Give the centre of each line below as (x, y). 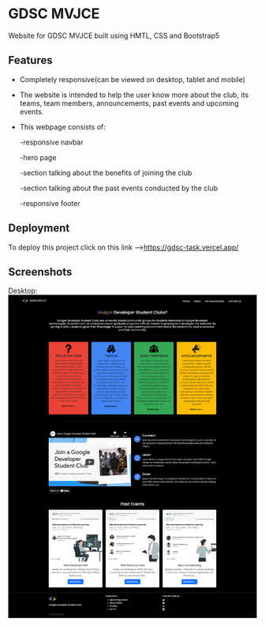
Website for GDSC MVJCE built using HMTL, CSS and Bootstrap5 (114, 36)
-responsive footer (50, 203)
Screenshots (40, 272)
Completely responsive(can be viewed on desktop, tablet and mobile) (132, 79)
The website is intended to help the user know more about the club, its (134, 95)
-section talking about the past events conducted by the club (119, 188)
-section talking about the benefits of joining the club (106, 172)
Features (30, 60)
